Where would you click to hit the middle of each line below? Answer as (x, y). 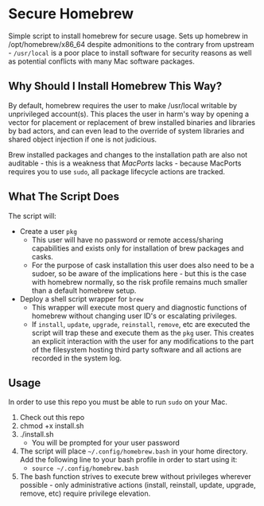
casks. (43, 256)
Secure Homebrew (71, 14)
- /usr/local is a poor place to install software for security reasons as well (130, 53)
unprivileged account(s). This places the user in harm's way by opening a (128, 114)
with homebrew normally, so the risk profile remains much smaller (140, 282)
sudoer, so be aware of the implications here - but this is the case (139, 273)
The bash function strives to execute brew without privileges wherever (136, 477)
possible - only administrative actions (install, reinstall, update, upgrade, (138, 485)
